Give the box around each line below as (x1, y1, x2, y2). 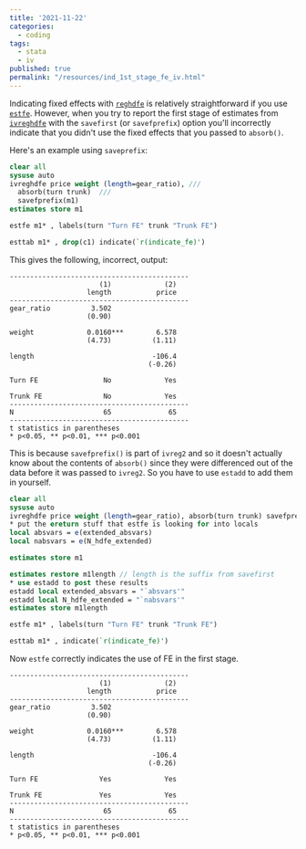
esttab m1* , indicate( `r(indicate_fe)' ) (9, 636, 169, 646)
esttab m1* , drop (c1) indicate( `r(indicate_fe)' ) (9, 237, 206, 246)
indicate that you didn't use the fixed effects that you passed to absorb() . (9, 127, 284, 138)
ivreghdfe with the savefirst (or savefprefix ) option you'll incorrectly (9, 117, 271, 128)
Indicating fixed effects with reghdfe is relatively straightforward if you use (9, 98, 289, 109)
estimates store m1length (9, 603, 107, 613)
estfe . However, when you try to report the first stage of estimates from (9, 107, 279, 119)
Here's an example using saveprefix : (9, 144, 148, 155)
